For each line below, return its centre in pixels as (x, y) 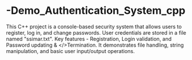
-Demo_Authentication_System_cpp (96, 11)
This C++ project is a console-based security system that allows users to (94, 27)
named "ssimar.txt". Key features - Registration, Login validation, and (89, 39)
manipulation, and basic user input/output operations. (71, 51)
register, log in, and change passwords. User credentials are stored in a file (96, 32)
